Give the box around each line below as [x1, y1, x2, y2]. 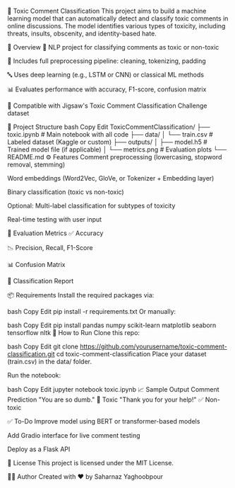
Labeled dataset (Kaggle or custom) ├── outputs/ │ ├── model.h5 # [7, 138, 208, 146]
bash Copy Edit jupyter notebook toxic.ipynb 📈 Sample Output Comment [7, 385, 220, 393]
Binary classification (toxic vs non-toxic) [7, 188, 125, 196]
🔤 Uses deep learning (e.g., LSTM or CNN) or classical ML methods [7, 71, 205, 79]
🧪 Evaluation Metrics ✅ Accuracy [7, 229, 104, 237]
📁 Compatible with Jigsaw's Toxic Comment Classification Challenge [7, 101, 207, 110]
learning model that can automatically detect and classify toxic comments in [7, 14, 229, 23]
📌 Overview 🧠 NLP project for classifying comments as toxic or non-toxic [7, 43, 219, 51]
